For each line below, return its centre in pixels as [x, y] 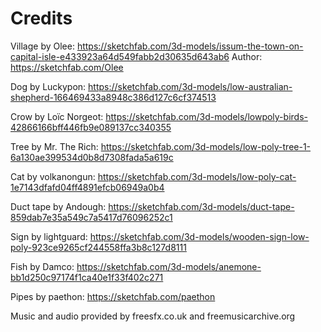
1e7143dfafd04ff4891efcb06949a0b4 [87, 187]
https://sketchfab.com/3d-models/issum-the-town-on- [190, 46]
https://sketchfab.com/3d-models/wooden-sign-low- [199, 236]
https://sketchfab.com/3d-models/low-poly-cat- [197, 176]
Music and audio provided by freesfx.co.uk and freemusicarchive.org [153, 316]
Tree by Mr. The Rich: [54, 146]
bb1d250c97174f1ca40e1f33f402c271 [87, 277]
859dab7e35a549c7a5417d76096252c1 [91, 217]
